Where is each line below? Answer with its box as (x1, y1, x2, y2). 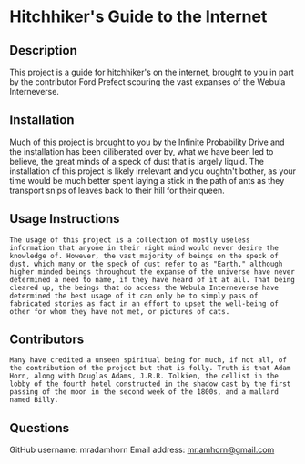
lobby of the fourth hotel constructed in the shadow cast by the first (9, 379, 291, 388)
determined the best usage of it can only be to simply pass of (9, 291, 259, 300)
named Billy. (9, 396, 59, 405)
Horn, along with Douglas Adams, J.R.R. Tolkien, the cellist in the (9, 371, 280, 381)
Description (9, 43, 77, 58)
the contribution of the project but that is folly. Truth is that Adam (9, 364, 291, 373)
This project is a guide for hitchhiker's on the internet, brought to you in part (9, 66, 294, 77)
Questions (9, 420, 70, 436)
